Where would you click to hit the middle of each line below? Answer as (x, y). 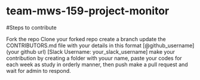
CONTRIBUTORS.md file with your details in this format (74, 45)
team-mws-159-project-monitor (88, 11)
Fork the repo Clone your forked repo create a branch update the (86, 39)
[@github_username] (168, 45)
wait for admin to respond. (39, 70)
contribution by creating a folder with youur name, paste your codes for (94, 58)
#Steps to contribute (31, 27)
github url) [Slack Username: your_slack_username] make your (98, 51)
